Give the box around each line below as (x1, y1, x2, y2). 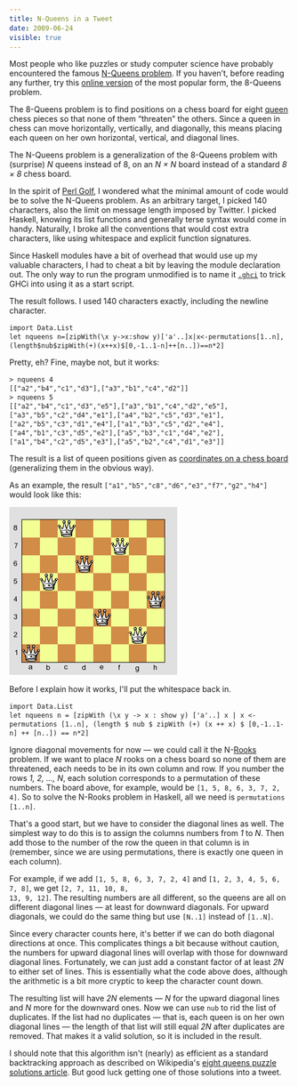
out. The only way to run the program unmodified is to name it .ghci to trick (9, 269, 286, 280)
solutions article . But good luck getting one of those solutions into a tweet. (9, 1067, 282, 1078)
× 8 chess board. (9, 169, 72, 180)
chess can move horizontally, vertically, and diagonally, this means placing (9, 123, 283, 133)
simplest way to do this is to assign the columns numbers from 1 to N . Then (9, 828, 285, 839)
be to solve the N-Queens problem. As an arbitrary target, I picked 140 (9, 196, 268, 206)
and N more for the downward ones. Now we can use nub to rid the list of (9, 1002, 277, 1013)
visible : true (9, 33, 62, 42)
